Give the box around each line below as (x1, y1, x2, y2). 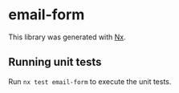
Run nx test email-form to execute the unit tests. (8, 76, 172, 86)
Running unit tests (8, 55, 102, 69)
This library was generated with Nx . (8, 32, 126, 42)
